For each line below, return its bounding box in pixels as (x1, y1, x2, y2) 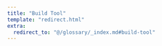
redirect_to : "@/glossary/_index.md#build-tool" (13, 28, 156, 36)
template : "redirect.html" (7, 16, 85, 23)
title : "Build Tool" (7, 9, 67, 17)
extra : (7, 22, 26, 29)
